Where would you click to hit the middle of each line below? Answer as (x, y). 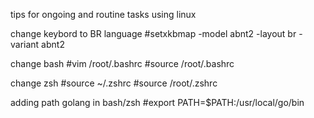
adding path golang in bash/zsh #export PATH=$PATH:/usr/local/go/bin (157, 102)
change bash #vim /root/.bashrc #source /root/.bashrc (122, 63)
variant (25, 44)
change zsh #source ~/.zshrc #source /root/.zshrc (114, 83)
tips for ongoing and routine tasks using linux (103, 14)
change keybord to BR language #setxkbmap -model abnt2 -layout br (153, 33)
